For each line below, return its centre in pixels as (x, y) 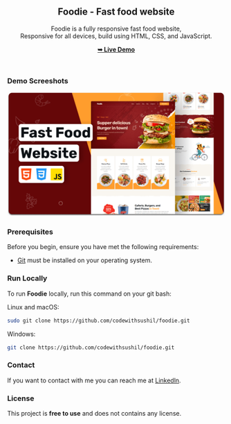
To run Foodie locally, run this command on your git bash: (89, 294)
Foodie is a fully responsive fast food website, (116, 28)
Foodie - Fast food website (116, 12)
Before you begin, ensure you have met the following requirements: (103, 247)
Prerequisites (30, 232)
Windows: (21, 334)
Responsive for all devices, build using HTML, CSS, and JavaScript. (116, 36)
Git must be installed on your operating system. (84, 260)
